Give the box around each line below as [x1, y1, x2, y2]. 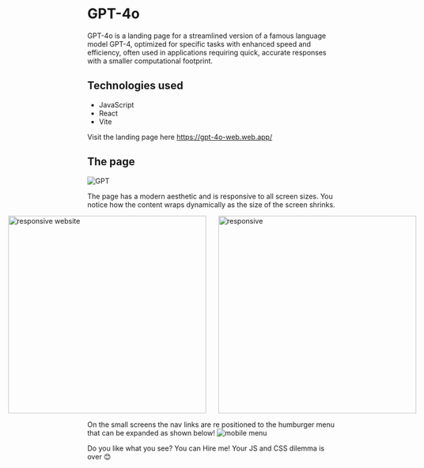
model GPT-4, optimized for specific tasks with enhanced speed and [87, 39, 311, 48]
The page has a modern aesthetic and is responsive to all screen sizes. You [87, 191, 334, 201]
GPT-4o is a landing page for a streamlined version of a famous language [87, 31, 327, 40]
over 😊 [87, 451, 112, 461]
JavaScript [98, 100, 134, 109]
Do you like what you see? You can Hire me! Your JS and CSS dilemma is [87, 443, 325, 453]
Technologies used [87, 79, 184, 92]
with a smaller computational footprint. [87, 56, 214, 66]
